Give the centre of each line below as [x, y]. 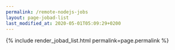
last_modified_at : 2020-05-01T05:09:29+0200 [63, 23]
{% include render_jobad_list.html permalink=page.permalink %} [87, 41]
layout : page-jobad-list [37, 18]
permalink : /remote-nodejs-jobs [47, 12]
